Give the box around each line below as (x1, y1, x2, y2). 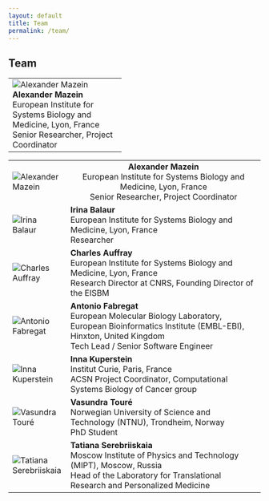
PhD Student (70, 426, 118, 438)
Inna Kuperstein (70, 354, 133, 365)
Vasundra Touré (70, 397, 133, 408)
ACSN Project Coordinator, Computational (70, 374, 228, 385)
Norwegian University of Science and (70, 406, 211, 418)
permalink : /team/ (8, 26, 70, 34)
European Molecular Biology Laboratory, (70, 310, 223, 321)
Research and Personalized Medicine (70, 480, 211, 491)
